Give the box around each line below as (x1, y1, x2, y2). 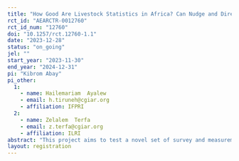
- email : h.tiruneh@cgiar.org (20, 97, 110, 104)
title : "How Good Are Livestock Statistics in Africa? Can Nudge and (7, 10, 218, 18)
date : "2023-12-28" (7, 37, 65, 44)
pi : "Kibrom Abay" (7, 70, 62, 77)
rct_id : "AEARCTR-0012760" (7, 17, 87, 24)
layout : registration (7, 143, 72, 150)
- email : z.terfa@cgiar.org (20, 123, 103, 130)
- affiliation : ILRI (20, 130, 81, 137)
